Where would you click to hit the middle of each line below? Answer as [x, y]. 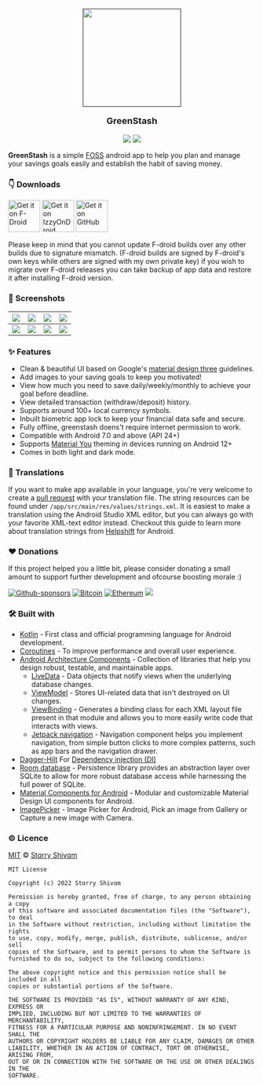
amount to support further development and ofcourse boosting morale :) [125, 577]
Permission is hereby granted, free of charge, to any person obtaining [130, 897]
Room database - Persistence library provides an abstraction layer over [135, 767]
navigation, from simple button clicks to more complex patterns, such [143, 742]
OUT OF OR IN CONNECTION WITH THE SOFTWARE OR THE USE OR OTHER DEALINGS [131, 1062]
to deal [21, 918]
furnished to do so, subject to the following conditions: [107, 959]
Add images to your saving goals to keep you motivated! [110, 377]
